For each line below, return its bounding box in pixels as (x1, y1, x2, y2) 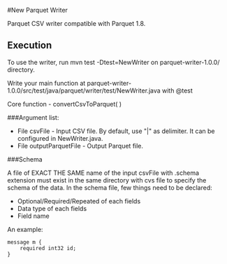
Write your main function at (7, 79, 86, 87)
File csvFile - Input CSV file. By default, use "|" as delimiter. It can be (17, 127, 215, 135)
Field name (17, 212, 50, 220)
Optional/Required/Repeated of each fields (17, 196, 141, 205)
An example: (7, 225, 43, 233)
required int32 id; (20, 244, 77, 251)
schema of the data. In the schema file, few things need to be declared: (7, 183, 213, 192)
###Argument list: (7, 113, 59, 121)
